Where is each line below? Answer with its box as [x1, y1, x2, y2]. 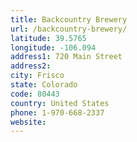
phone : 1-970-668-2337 [10, 107, 105, 118]
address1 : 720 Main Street [10, 52, 123, 62]
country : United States [10, 98, 110, 108]
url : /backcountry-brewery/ [10, 24, 128, 34]
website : [10, 117, 47, 127]
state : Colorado [10, 80, 78, 90]
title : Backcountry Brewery [10, 14, 128, 25]
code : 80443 [10, 89, 60, 99]
